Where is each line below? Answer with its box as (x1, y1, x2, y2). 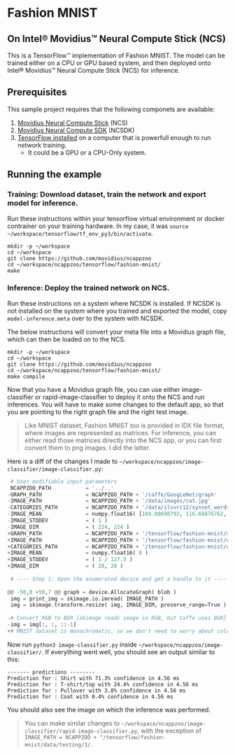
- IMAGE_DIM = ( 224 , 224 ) (7, 523, 130, 530)
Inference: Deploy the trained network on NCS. (7, 283, 170, 293)
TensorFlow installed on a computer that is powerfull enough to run (17, 133, 211, 141)
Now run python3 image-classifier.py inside (7, 640, 138, 649)
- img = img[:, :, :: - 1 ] (7, 621, 77, 628)
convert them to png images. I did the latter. (24, 443, 151, 452)
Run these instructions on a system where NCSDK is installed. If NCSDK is (7, 299, 221, 307)
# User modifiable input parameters (10, 478, 117, 485)
